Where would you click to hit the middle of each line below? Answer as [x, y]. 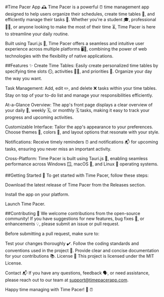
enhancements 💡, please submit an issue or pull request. [62, 224]
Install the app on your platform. [37, 194]
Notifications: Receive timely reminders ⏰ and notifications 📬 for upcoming [82, 142]
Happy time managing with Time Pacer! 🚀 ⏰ [49, 289]
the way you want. [24, 78]
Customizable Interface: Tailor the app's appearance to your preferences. [79, 127]
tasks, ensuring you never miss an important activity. [58, 149]
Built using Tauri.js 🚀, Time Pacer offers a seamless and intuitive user [75, 43]
